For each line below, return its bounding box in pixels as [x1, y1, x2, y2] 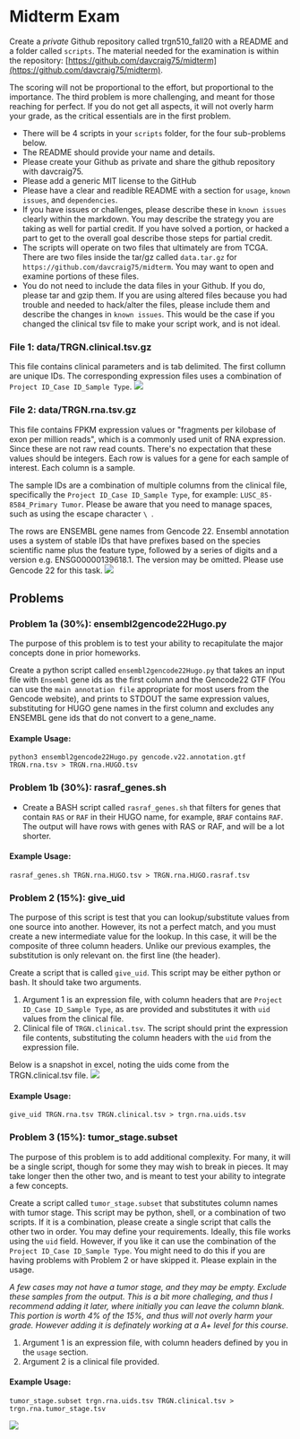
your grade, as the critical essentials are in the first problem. [9, 110, 231, 121]
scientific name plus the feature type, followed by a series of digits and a [9, 544, 278, 555]
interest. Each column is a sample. [9, 462, 136, 472]
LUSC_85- [240, 490, 273, 499]
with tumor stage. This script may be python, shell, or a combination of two [9, 1207, 287, 1218]
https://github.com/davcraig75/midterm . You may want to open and [21, 261, 275, 272]
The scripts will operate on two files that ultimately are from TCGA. [21, 242, 269, 253]
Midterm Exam [9, 6, 121, 27]
